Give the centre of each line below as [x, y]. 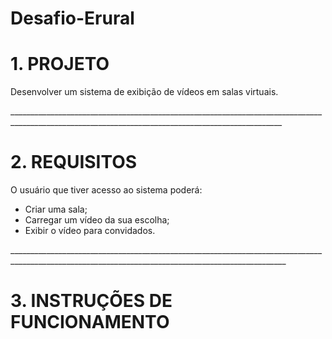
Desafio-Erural [72, 18]
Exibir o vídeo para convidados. [90, 231]
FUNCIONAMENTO [90, 322]
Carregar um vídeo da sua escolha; [97, 220]
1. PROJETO [60, 64]
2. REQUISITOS [74, 162]
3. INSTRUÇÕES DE [91, 301]
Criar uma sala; [56, 209]
